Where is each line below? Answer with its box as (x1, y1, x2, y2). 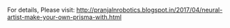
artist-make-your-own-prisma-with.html (7, 13, 122, 21)
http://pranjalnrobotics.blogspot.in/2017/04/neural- (76, 6, 223, 14)
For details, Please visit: (7, 6, 75, 14)
